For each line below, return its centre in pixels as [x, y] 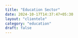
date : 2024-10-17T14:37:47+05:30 [39, 14]
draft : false [18, 28]
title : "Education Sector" [33, 10]
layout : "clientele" [26, 19]
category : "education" [28, 23]
